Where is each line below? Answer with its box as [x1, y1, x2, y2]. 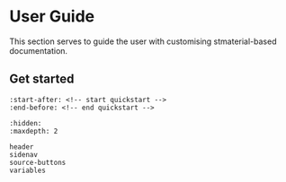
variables [9, 166, 47, 175]
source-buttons [9, 158, 67, 167]
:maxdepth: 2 [9, 126, 58, 135]
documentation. [9, 45, 68, 56]
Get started [9, 72, 75, 87]
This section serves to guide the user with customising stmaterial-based [9, 36, 277, 47]
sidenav [9, 150, 39, 159]
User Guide [9, 6, 95, 27]
